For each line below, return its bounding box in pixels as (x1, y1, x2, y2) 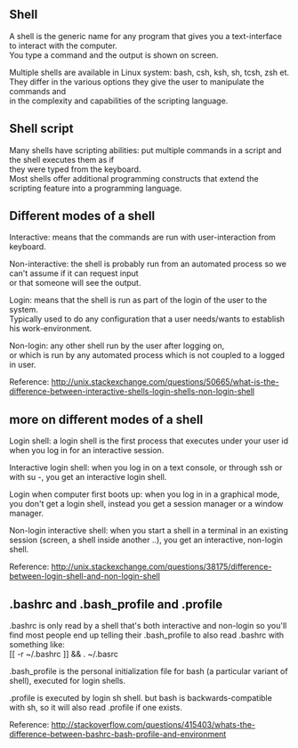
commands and (9, 85, 67, 96)
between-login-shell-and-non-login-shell (9, 571, 160, 581)
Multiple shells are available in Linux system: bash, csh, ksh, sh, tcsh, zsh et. (9, 67, 290, 77)
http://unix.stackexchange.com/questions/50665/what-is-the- (51, 377, 279, 387)
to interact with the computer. (9, 40, 117, 51)
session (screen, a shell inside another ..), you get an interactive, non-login (9, 534, 283, 546)
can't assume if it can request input (9, 268, 140, 279)
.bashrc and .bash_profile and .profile (9, 597, 223, 612)
